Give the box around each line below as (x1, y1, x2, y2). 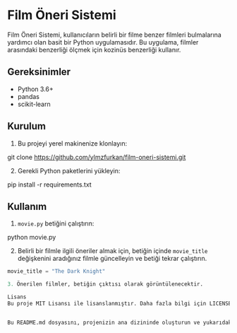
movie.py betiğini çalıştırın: (17, 219, 95, 228)
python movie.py (7, 233, 56, 242)
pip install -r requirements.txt (7, 180, 92, 189)
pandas (17, 92, 40, 100)
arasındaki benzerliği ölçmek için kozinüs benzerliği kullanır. (7, 45, 181, 54)
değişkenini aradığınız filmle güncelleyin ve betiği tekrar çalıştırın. (17, 255, 207, 263)
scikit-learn (17, 100, 51, 108)
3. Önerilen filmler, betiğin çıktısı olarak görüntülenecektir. (7, 281, 203, 288)
